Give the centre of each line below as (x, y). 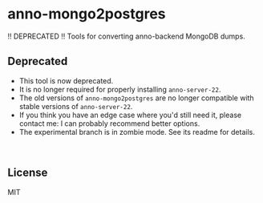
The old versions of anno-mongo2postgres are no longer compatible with (136, 98)
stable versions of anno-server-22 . (76, 106)
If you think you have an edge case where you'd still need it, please (130, 115)
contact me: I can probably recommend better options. (109, 123)
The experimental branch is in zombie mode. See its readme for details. (137, 132)
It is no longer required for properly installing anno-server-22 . (120, 89)
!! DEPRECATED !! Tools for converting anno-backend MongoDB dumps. (126, 36)
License (28, 173)
